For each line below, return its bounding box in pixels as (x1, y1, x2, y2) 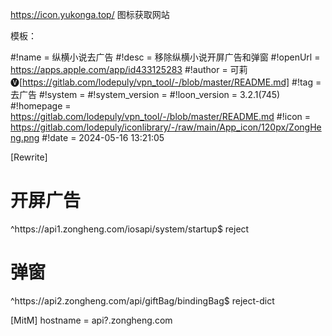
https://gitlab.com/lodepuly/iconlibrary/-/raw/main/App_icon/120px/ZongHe (10, 121, 322, 133)
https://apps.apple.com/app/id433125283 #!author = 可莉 (10, 64, 248, 75)
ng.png (10, 132, 40, 143)
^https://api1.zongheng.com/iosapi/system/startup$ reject (10, 223, 250, 235)
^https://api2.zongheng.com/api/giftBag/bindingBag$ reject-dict (10, 294, 275, 307)
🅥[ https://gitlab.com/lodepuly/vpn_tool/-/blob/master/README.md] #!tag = (10, 76, 322, 88)
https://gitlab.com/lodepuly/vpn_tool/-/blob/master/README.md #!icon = (10, 111, 311, 122)
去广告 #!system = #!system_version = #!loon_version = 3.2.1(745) (10, 89, 281, 100)
